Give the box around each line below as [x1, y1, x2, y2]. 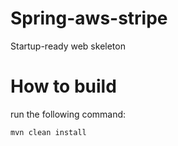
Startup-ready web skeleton [10, 40, 126, 52]
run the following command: [10, 108, 127, 120]
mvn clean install [10, 127, 87, 137]
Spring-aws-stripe [10, 7, 168, 30]
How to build [10, 75, 117, 98]
